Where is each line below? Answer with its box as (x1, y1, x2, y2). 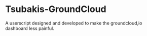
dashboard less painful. (5, 25, 54, 31)
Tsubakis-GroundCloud (5, 3, 106, 15)
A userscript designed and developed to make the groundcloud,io (5, 20, 142, 26)
